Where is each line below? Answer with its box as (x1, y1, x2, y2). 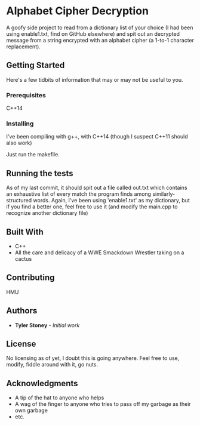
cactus (14, 255, 32, 262)
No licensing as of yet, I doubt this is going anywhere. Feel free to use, (6, 355, 180, 362)
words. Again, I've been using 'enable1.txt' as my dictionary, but (33, 197, 190, 204)
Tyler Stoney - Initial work (14, 321, 80, 329)
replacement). (6, 43, 41, 50)
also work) (6, 139, 32, 147)
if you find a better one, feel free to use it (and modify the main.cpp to (6, 203, 178, 210)
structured (6, 197, 32, 204)
